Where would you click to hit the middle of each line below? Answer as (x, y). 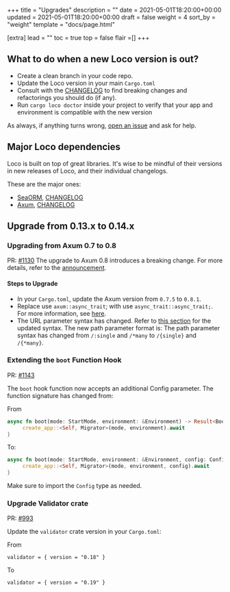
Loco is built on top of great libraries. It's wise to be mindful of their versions (115, 163)
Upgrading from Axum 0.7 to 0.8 (62, 245)
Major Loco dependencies (64, 147)
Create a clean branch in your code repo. (75, 75)
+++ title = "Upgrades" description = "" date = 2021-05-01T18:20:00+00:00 (114, 10)
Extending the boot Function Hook (64, 360)
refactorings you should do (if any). (67, 97)
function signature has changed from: (60, 395)
